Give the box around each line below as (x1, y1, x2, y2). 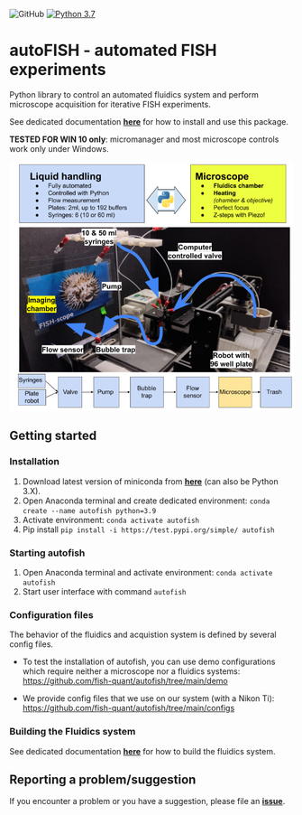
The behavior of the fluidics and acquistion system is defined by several (9, 629, 277, 641)
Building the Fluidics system (9, 726, 136, 738)
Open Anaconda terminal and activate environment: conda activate (22, 567, 273, 578)
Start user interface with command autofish (22, 586, 187, 597)
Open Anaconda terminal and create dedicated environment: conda (22, 495, 270, 506)
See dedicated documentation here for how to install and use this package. (9, 116, 288, 126)
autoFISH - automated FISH (9, 41, 217, 61)
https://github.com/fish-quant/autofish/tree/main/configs (22, 703, 235, 714)
